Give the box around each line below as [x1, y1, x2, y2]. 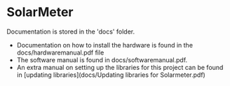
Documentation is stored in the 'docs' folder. [6, 27, 135, 36]
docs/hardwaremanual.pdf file [16, 48, 104, 57]
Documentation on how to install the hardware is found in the [16, 41, 194, 49]
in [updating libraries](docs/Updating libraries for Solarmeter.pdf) [16, 71, 206, 79]
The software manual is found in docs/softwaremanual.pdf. [16, 55, 188, 64]
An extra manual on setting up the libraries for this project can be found [16, 63, 224, 71]
